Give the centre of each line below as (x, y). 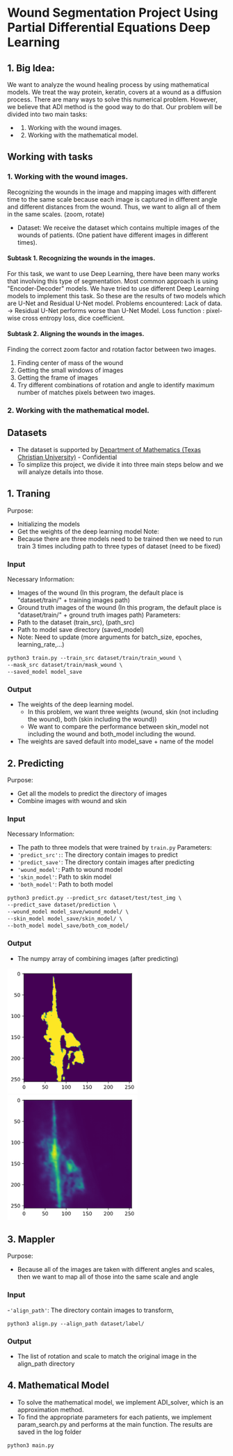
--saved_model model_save (45, 672)
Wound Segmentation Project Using (113, 13)
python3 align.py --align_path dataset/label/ (76, 1324)
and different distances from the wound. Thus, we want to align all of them (114, 207)
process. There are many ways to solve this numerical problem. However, (112, 99)
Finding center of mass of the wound (70, 363)
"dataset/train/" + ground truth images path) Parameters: (99, 615)
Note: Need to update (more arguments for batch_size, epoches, (110, 637)
